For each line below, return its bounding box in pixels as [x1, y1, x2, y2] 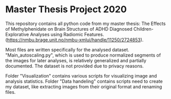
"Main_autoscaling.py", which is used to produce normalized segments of [5, 52, 161, 58]
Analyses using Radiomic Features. [30, 31, 104, 37]
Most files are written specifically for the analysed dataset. [5, 46, 129, 53]
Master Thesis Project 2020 [5, 4, 127, 15]
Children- [133, 26, 154, 32]
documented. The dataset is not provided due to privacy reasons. [5, 63, 144, 69]
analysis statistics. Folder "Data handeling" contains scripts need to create [5, 78, 163, 84]
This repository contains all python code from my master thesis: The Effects [5, 20, 166, 27]
